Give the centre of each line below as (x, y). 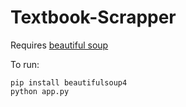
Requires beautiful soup (59, 45)
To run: (25, 64)
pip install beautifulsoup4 (69, 82)
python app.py (40, 91)
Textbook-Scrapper (93, 17)
